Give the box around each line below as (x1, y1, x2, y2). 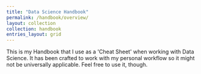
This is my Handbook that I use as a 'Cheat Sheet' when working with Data (6, 48, 194, 55)
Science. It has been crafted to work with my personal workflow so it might (6, 55, 195, 62)
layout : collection (6, 20, 56, 26)
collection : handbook (6, 25, 62, 32)
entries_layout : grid (6, 32, 62, 38)
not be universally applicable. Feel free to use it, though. (6, 61, 148, 69)
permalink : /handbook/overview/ (6, 15, 89, 21)
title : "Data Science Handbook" (6, 8, 89, 15)
